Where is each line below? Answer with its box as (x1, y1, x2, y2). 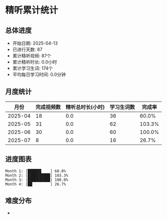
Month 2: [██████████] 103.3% (5, 173, 69, 178)
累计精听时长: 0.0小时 (12, 59, 57, 65)
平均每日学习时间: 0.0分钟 (12, 71, 66, 77)
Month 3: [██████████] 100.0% (5, 177, 69, 182)
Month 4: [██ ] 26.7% (5, 181, 66, 186)
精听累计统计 (5, 4, 59, 16)
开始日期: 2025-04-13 (12, 40, 58, 46)
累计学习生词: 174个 (12, 65, 53, 71)
